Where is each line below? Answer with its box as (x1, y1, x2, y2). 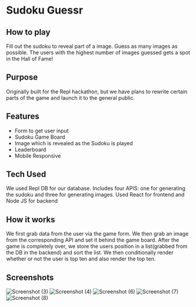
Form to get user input (14, 127, 69, 134)
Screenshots (6, 272, 54, 282)
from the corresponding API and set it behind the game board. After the (6, 237, 180, 244)
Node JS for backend (6, 197, 58, 204)
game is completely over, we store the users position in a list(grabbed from (6, 243, 188, 250)
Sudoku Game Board (14, 133, 65, 141)
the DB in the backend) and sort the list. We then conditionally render (6, 249, 174, 256)
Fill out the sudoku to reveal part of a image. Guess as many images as (6, 43, 178, 50)
